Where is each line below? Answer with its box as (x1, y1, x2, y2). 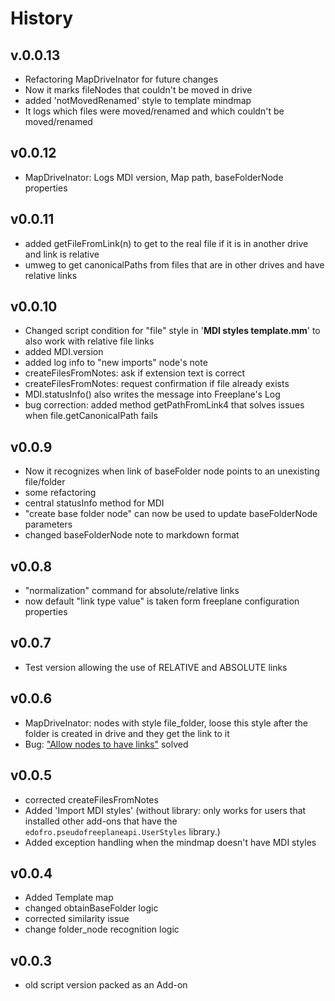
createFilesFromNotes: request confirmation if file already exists (24, 378, 290, 390)
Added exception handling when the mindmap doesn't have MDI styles (24, 836, 317, 848)
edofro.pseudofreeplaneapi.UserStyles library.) (24, 825, 221, 837)
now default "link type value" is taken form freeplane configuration (24, 595, 300, 607)
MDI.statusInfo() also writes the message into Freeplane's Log (24, 388, 281, 401)
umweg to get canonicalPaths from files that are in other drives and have (24, 258, 325, 271)
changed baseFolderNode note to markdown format (24, 529, 240, 541)
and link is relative (24, 248, 100, 260)
